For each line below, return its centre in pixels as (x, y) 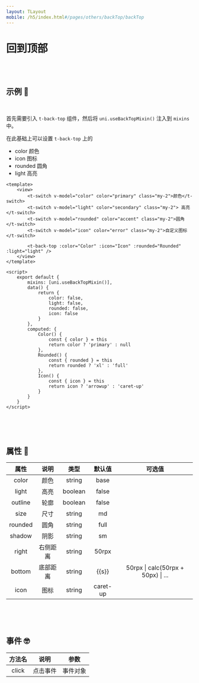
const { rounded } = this (80, 360)
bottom (21, 571)
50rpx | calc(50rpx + (155, 568)
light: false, (66, 303)
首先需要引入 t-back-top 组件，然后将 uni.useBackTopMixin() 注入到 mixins (98, 119)
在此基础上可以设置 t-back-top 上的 (49, 139)
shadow (21, 536)
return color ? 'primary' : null (90, 345)
